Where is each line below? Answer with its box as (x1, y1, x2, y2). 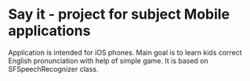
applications (8, 22, 91, 40)
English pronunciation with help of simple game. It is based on (8, 56, 209, 65)
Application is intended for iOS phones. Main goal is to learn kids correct (8, 48, 242, 57)
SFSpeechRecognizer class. (8, 64, 99, 73)
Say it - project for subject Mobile (8, 5, 230, 23)
